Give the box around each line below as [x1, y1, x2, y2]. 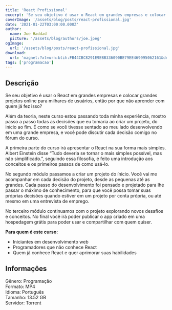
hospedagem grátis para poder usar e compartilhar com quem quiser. [5, 219, 153, 225]
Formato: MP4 [5, 283, 36, 290]
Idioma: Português [5, 289, 45, 295]
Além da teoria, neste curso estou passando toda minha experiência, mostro [5, 113, 166, 119]
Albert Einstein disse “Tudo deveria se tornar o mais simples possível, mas [5, 150, 162, 157]
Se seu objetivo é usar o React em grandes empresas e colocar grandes [5, 93, 158, 99]
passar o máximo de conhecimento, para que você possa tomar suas [5, 187, 151, 193]
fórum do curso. [5, 135, 39, 141]
